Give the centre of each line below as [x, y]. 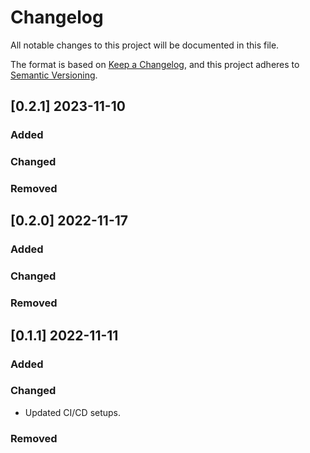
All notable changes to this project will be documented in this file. [145, 45]
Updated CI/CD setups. [73, 412]
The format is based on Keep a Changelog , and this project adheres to [155, 64]
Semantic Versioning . [54, 75]
